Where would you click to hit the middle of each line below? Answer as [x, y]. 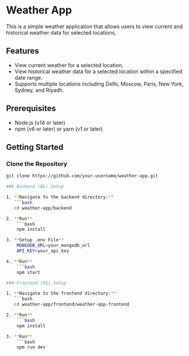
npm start [29, 272]
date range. [28, 77]
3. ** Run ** [19, 336]
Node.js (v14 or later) [40, 122]
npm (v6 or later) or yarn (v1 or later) [59, 129]
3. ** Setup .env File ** [35, 240]
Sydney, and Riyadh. [39, 90]
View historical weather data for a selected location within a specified [98, 71]
